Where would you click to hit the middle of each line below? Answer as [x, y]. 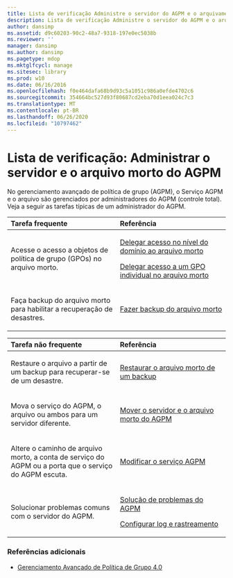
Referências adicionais [46, 552]
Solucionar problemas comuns [60, 508]
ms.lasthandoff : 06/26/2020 [48, 117]
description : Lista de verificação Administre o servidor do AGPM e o [111, 20]
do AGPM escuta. [39, 474]
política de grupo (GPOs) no [56, 259]
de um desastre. [37, 381]
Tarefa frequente [39, 224]
